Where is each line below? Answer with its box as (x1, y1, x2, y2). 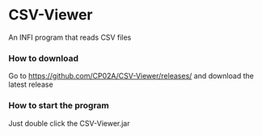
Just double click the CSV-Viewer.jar (8, 118, 131, 128)
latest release (8, 79, 54, 90)
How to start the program (8, 100, 109, 111)
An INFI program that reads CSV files (8, 32, 132, 42)
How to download (8, 53, 79, 64)
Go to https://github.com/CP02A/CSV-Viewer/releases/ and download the (8, 71, 255, 81)
